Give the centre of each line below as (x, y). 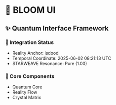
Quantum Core (27, 87)
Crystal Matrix (27, 98)
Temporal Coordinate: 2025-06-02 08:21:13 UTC (62, 58)
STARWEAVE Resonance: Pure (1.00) (50, 63)
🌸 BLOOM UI (30, 10)
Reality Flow (25, 92)
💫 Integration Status (30, 42)
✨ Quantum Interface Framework (57, 28)
